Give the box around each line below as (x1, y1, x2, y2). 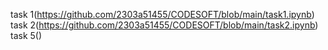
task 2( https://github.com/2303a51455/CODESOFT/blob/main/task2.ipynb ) (10, 19, 319, 31)
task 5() (10, 30, 43, 41)
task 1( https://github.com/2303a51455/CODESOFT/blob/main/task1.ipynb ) (10, 9, 315, 20)
